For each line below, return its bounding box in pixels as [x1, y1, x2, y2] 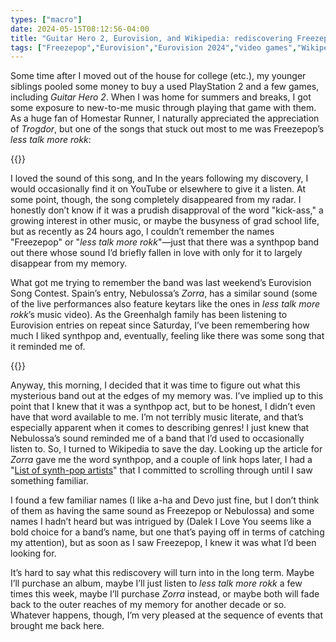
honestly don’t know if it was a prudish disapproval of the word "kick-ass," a [10, 204, 324, 216]
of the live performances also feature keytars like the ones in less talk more [10, 298, 321, 310]
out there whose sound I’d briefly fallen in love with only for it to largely [10, 247, 303, 259]
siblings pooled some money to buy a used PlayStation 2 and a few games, [10, 81, 320, 93]
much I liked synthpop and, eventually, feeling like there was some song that [10, 330, 325, 342]
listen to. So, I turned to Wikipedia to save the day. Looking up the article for [10, 443, 323, 455]
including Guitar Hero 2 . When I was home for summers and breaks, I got [10, 91, 312, 103]
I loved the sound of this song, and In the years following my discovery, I [10, 172, 309, 185]
